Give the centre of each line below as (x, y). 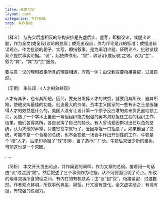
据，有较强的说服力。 (26, 191)
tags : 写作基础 (19, 23)
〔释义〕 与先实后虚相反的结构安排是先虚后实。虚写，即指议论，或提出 (76, 37)
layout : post (18, 14)
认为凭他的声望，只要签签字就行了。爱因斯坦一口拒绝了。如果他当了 (81, 129)
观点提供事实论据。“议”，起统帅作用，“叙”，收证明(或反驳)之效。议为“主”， (80, 56)
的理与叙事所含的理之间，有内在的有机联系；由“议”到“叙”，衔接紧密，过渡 (79, 179)
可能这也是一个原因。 (26, 147)
